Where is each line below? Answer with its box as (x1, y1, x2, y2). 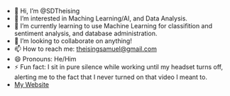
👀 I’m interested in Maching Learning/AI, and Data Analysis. (13, 14, 188, 23)
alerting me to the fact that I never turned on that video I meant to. (13, 73, 208, 81)
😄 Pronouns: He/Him (13, 55, 77, 63)
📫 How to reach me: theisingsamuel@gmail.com (13, 44, 158, 53)
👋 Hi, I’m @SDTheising (13, 7, 80, 15)
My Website (13, 80, 50, 88)
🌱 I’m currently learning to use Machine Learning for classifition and (13, 22, 213, 30)
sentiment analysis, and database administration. (13, 29, 158, 37)
